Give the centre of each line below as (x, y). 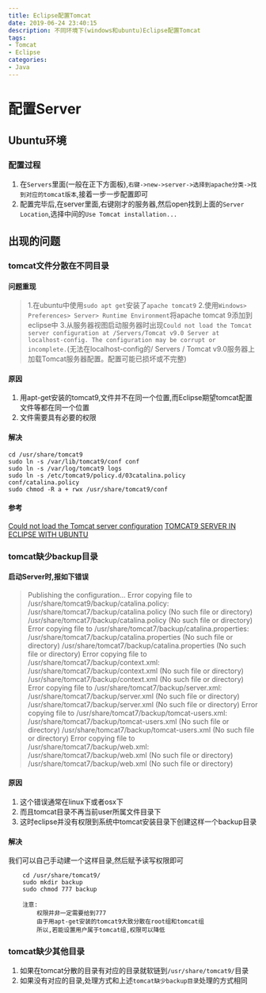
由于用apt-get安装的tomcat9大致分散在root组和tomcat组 (120, 922)
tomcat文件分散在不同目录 (59, 265)
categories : (28, 60)
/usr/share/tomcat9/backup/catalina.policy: (98, 603)
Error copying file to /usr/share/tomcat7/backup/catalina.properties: (138, 629)
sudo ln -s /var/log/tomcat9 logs (65, 468)
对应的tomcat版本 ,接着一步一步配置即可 (87, 194)
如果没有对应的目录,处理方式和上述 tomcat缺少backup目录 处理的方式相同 (133, 980)
